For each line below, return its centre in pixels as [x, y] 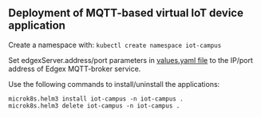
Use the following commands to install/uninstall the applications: [114, 84]
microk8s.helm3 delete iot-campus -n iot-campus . [94, 106]
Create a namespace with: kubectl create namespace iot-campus [115, 45]
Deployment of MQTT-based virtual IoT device [126, 13]
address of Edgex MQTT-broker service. [75, 69]
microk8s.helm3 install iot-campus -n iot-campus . [96, 99]
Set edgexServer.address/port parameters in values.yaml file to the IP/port [130, 60]
